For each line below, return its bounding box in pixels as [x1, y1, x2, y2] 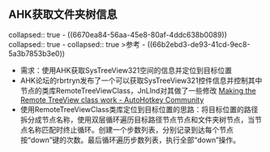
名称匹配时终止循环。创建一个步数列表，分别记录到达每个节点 [27, 124, 234, 134]
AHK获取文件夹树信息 [8, 7, 118, 22]
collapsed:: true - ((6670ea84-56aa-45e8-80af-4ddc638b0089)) [8, 29, 228, 39]
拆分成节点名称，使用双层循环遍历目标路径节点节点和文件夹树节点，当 [19, 115, 255, 124]
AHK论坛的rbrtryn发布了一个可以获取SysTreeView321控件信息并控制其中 [19, 76, 263, 85]
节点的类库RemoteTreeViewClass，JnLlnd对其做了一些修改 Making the [19, 85, 257, 95]
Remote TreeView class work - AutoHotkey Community [19, 94, 204, 104]
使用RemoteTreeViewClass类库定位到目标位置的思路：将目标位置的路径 [19, 104, 259, 114]
